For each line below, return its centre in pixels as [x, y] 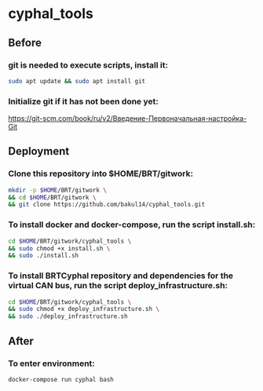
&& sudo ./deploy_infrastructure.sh [68, 316]
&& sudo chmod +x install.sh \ [59, 248]
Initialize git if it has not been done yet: [83, 101]
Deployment [39, 151]
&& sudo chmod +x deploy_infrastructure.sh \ [84, 309]
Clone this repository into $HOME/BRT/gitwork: [101, 174]
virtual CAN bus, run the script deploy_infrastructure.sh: [118, 286]
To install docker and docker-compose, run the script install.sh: [132, 225]
